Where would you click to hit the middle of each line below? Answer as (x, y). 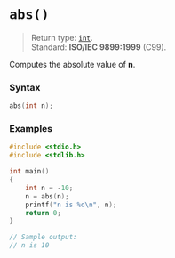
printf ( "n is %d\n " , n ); (71, 205)
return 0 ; (44, 213)
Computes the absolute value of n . (72, 64)
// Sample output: (43, 238)
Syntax (25, 87)
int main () (29, 172)
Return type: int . (62, 37)
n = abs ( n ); (47, 196)
